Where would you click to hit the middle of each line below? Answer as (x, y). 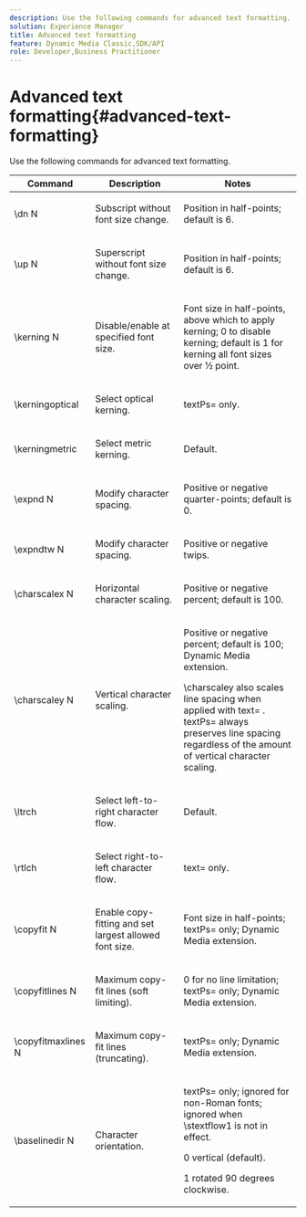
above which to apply (229, 320)
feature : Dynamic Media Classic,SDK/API (87, 43)
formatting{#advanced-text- (121, 116)
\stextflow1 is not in (226, 1126)
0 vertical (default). (224, 1158)
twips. (196, 555)
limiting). (114, 1002)
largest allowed (128, 935)
